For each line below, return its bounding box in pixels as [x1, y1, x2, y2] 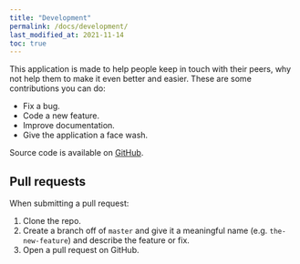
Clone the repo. [22, 216, 82, 227]
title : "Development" [9, 13, 92, 23]
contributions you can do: [9, 83, 107, 94]
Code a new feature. [22, 110, 100, 121]
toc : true [9, 38, 47, 48]
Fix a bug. [22, 101, 61, 112]
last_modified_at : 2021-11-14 [9, 30, 125, 39]
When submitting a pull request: [9, 198, 129, 209]
